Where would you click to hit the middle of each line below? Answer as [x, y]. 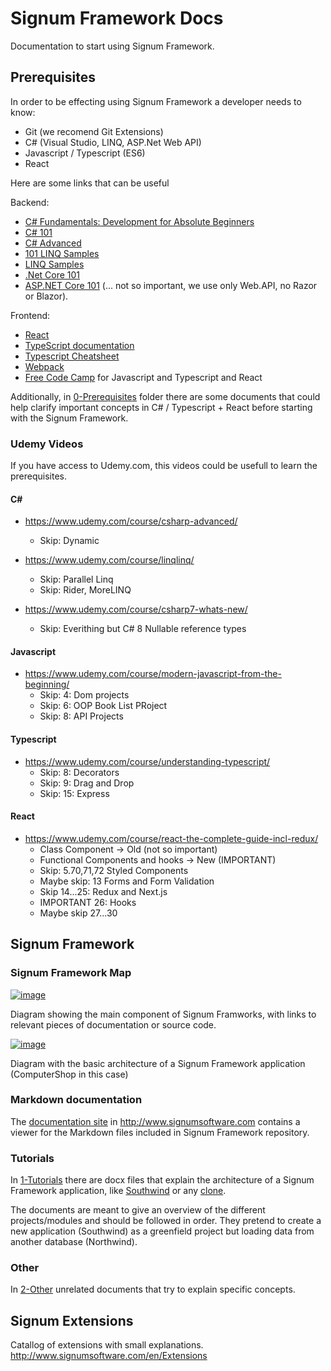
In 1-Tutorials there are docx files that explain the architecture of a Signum [162, 1180]
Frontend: [30, 315]
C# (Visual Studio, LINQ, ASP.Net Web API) [113, 142]
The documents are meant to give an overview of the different [138, 1210]
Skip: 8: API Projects [81, 716]
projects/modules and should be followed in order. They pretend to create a [166, 1221]
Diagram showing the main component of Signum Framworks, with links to [163, 1014]
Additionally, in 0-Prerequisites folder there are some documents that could [165, 396]
